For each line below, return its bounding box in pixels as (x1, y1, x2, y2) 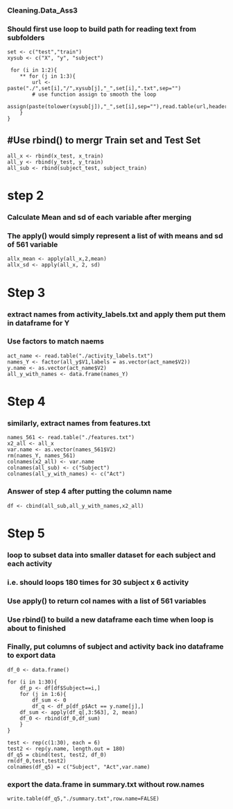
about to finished (7, 623, 66, 633)
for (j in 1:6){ (19, 690, 67, 697)
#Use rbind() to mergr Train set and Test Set (7, 134, 201, 146)
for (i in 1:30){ (7, 679, 58, 685)
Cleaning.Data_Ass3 (7, 6, 78, 15)
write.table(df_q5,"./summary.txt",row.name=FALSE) (7, 795, 159, 803)
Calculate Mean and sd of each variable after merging (7, 212, 192, 222)
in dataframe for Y (7, 318, 70, 327)
